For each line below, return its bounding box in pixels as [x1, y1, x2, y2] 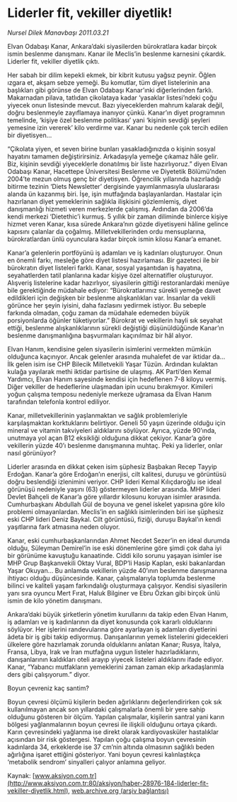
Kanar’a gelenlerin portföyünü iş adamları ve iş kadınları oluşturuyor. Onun [7, 248, 223, 257]
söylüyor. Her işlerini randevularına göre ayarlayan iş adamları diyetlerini [7, 624, 217, 634]
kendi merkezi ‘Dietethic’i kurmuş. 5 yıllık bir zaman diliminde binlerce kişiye [7, 212, 229, 221]
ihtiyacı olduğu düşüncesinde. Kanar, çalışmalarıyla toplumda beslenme [7, 574, 216, 582]
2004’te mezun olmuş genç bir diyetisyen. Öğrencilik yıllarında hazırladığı [7, 175, 221, 183]
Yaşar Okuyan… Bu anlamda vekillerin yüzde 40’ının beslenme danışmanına [7, 566, 228, 574]
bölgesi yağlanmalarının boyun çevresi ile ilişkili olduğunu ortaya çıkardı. [7, 720, 218, 728]
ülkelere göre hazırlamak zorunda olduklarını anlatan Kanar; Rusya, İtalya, [7, 640, 221, 649]
